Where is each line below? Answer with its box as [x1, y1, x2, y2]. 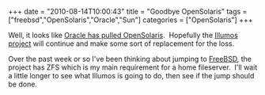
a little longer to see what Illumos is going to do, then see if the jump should [8, 71, 255, 80]
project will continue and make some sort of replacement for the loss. [8, 39, 235, 48]
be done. [8, 79, 38, 89]
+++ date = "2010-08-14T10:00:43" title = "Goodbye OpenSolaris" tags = [8, 7, 248, 16]
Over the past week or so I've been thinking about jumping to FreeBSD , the [8, 55, 252, 63]
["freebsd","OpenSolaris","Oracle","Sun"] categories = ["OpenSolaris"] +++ [8, 15, 253, 25]
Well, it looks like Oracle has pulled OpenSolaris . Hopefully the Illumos [8, 31, 239, 40]
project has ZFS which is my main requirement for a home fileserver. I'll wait [8, 63, 258, 72]
